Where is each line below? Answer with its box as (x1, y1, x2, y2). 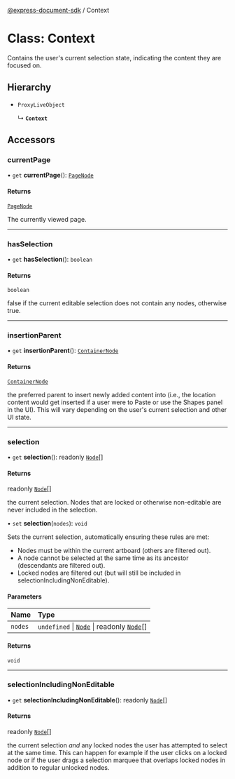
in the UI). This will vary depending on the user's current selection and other (7, 405, 227, 413)
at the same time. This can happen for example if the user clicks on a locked (7, 749, 227, 757)
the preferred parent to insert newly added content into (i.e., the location (7, 390, 216, 399)
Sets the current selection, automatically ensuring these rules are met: (7, 533, 210, 541)
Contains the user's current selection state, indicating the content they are (7, 53, 222, 62)
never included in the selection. (7, 505, 98, 514)
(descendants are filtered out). (17, 561, 106, 570)
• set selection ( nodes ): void (7, 519, 87, 528)
